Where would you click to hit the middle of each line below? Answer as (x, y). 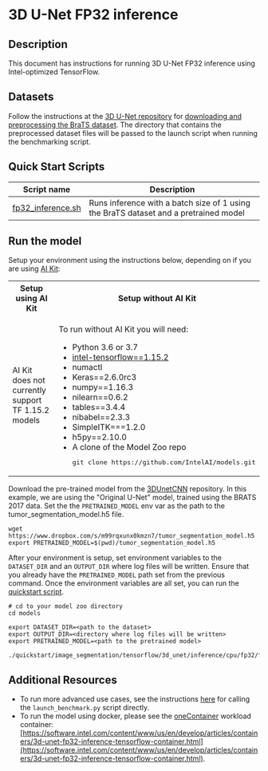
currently (29, 391)
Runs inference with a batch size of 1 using (170, 203)
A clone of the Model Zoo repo (129, 447)
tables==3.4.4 (99, 407)
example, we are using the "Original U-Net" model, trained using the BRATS (132, 498)
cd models (25, 614)
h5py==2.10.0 (100, 437)
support (27, 400)
